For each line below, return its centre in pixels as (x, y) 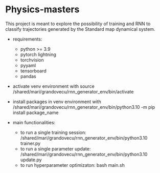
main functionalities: (34, 122)
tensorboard (33, 71)
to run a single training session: (53, 132)
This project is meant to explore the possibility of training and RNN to (78, 24)
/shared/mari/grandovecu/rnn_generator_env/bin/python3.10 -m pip (84, 107)
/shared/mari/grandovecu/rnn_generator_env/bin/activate (73, 91)
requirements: (27, 39)
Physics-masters (42, 9)
